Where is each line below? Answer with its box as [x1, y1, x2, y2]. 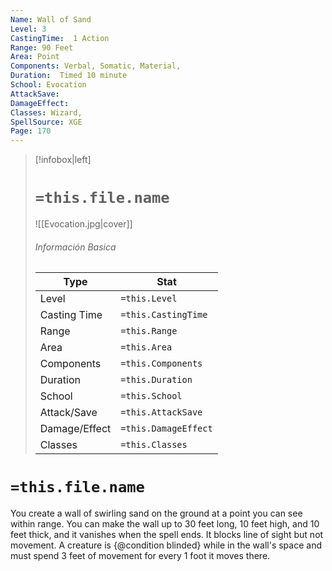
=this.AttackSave [120, 407, 203, 418]
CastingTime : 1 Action [10, 33, 110, 43]
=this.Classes [120, 439, 188, 451]
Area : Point [10, 52, 60, 62]
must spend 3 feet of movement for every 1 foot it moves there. [10, 550, 271, 562]
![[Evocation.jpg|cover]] [34, 218, 133, 230]
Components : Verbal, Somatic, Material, [10, 61, 182, 71]
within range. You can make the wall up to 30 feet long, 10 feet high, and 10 [10, 518, 320, 530]
